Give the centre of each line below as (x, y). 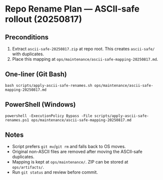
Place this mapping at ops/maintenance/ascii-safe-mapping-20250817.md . (85, 59)
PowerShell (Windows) (41, 105)
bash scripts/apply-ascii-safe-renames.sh (49, 85)
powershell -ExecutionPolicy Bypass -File (49, 116)
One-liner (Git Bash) (36, 74)
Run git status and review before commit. (55, 172)
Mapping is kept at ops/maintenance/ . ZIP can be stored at (70, 162)
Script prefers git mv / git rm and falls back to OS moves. (69, 147)
